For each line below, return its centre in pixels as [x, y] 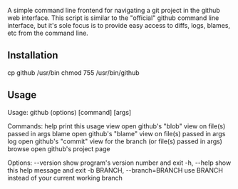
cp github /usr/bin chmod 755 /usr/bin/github [74, 72]
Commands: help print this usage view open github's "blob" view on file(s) [117, 126]
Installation [33, 55]
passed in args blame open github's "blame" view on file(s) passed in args [117, 133]
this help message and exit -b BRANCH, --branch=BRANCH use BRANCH [115, 170]
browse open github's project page [59, 148]
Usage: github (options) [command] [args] [69, 112]
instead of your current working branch [65, 178]
